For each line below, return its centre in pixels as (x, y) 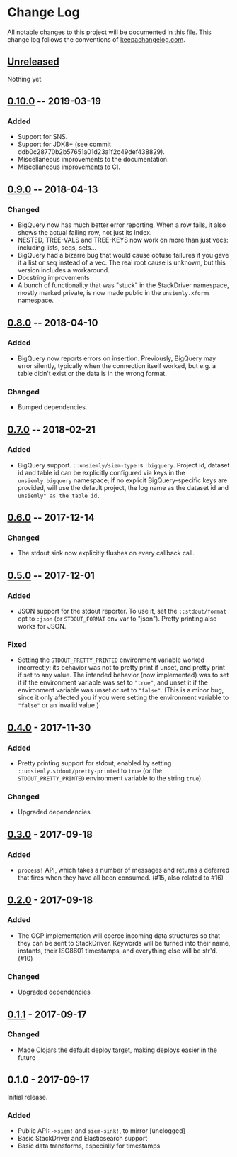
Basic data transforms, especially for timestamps (89, 1146)
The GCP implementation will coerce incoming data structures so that (119, 935)
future (27, 1057)
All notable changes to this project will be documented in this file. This (110, 32)
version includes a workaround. (63, 270)
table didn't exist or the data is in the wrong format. (92, 373)
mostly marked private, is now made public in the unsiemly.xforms (114, 293)
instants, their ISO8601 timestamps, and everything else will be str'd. (117, 951)
